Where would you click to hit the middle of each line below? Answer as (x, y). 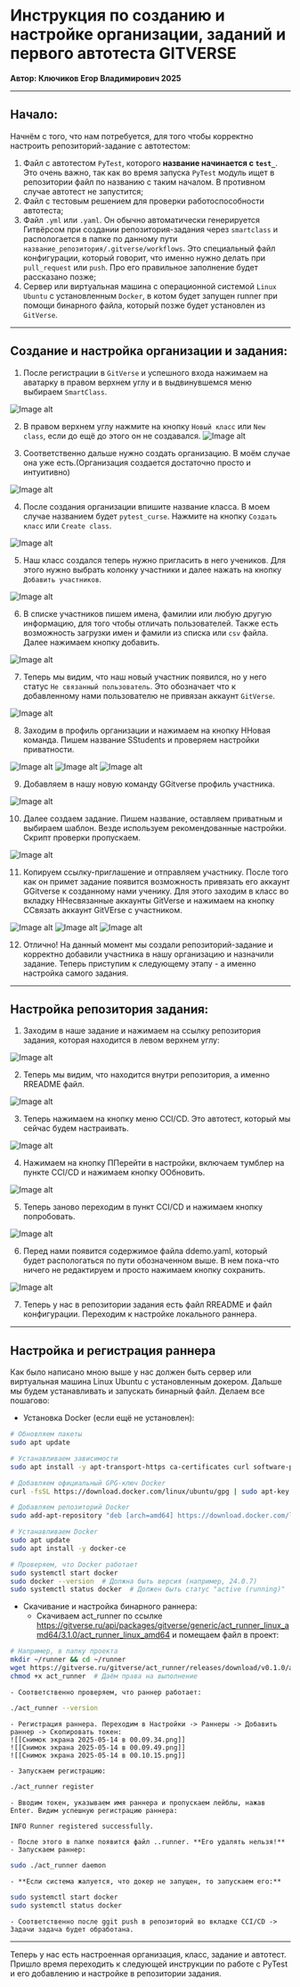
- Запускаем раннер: (49, 1850)
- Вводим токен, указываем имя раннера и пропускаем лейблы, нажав (138, 1803)
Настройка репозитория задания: (109, 1009)
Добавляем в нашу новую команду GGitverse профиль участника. (149, 784)
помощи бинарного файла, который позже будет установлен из (144, 305)
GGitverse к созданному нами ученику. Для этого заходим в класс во (156, 891)
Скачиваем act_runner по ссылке (99, 1616)
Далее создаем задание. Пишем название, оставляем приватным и (153, 819)
